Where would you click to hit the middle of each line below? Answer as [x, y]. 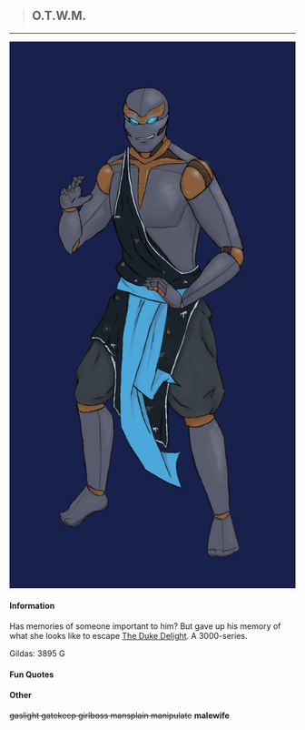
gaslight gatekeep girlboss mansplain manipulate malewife [119, 715]
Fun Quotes [32, 674]
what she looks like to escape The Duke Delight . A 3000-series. [128, 636]
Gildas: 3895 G [37, 654]
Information [32, 606]
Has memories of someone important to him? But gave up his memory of [145, 626]
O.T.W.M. [59, 16]
